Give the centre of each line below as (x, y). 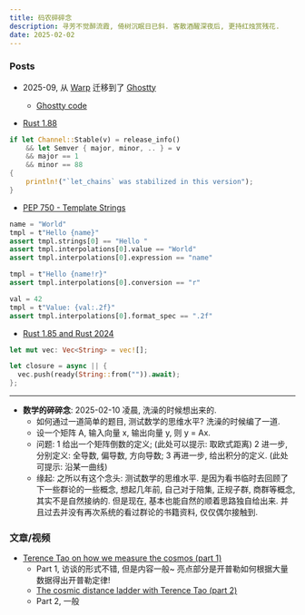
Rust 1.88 (39, 122)
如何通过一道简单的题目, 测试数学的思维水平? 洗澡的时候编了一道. (158, 422)
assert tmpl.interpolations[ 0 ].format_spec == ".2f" (111, 316)
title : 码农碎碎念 (41, 18)
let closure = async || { (58, 366)
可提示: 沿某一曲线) (72, 467)
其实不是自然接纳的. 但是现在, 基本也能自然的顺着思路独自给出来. (157, 501)
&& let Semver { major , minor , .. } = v (103, 148)
